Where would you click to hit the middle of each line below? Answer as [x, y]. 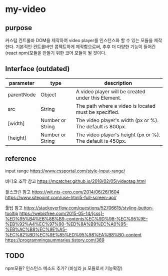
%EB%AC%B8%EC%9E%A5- [36, 229]
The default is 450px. [101, 141]
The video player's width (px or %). [117, 120]
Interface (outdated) [37, 69]
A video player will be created [111, 91]
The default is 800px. [101, 126]
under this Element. [98, 98]
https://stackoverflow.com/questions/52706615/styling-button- [89, 208]
